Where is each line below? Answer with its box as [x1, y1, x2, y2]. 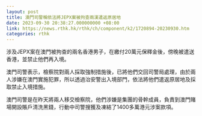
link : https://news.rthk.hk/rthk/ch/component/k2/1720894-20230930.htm [6, 25, 189, 32]
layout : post [6, 8, 39, 15]
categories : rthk [6, 31, 50, 37]
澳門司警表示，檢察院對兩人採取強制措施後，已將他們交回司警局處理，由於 [6, 68, 191, 75]
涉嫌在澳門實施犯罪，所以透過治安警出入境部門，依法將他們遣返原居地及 [11, 76, 191, 83]
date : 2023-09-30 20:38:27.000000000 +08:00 [6, 20, 120, 26]
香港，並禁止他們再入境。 [6, 56, 70, 63]
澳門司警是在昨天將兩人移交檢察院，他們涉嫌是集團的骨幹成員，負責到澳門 [6, 96, 191, 103]
